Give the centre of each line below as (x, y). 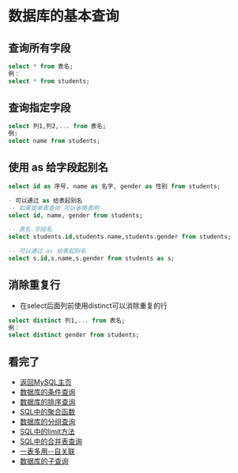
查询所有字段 (40, 48)
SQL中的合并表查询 (51, 441)
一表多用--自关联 (47, 452)
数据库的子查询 (44, 461)
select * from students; (49, 81)
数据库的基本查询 (64, 16)
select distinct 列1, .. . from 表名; (67, 321)
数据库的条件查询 (47, 392)
